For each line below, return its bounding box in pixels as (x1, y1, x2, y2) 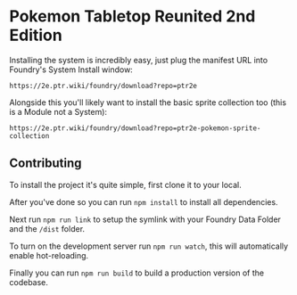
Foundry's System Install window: (9, 64, 134, 75)
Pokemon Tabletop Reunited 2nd (9, 6, 256, 27)
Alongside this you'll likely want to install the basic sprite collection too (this (9, 96, 287, 108)
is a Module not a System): (9, 106, 108, 117)
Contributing (9, 156, 82, 171)
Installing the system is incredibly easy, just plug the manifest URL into (9, 54, 268, 65)
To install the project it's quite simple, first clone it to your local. (9, 179, 243, 190)
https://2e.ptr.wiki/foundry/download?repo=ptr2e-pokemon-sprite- (9, 123, 261, 133)
